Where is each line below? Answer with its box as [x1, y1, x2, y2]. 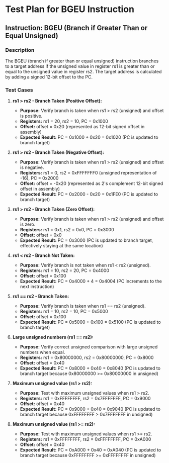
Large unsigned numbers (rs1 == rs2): [12, 334, 94, 340]
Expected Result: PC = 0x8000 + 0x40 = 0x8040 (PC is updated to [20, 365, 161, 372]
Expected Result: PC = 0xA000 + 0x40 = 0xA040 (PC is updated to [20, 447, 161, 453]
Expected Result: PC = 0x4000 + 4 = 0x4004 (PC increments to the [20, 278, 162, 285]
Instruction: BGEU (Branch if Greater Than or [5, 24, 148, 32]
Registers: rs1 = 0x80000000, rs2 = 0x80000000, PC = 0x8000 [20, 354, 154, 360]
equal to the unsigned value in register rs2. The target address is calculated [5, 68, 162, 74]
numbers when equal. [20, 349, 65, 355]
